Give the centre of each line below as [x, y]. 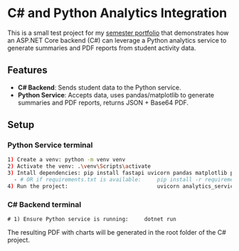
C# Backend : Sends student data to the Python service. [99, 87]
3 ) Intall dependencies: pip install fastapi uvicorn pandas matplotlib [117, 173]
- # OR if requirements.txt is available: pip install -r [108, 180]
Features [27, 70]
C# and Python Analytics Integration [117, 13]
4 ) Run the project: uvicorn [94, 186]
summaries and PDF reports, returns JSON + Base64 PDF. [103, 102]
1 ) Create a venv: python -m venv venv [67, 160]
